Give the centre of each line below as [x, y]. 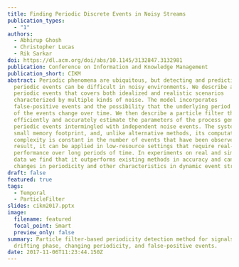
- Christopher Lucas [44, 47]
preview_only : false [44, 232]
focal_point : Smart [43, 226]
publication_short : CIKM [44, 73]
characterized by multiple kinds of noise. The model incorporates [116, 100]
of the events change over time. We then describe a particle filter [119, 113]
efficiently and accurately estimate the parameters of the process [117, 120]
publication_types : [36, 21]
